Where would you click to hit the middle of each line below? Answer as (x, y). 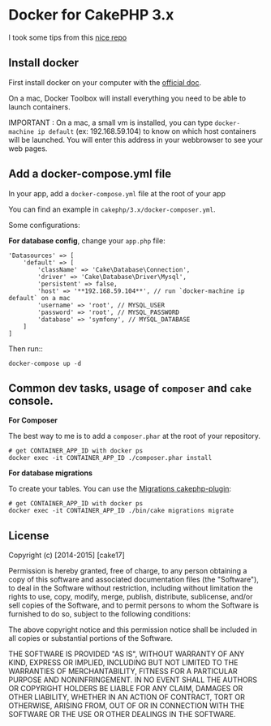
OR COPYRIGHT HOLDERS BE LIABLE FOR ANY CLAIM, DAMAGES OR (126, 689)
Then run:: (26, 348)
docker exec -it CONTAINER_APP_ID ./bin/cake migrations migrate (121, 511)
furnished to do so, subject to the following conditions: (99, 614)
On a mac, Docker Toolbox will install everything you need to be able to (127, 98)
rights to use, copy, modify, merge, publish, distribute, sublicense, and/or (131, 597)
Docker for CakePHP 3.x (91, 15)
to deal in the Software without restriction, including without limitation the (131, 588)
